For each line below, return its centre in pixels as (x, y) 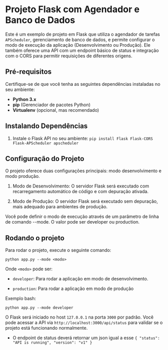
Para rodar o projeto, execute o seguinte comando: (58, 250)
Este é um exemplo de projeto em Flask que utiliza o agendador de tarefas (83, 34)
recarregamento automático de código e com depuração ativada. (80, 192)
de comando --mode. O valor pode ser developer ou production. (73, 222)
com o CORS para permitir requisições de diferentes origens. (69, 56)
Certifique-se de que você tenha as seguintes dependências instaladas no (83, 84)
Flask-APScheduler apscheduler (46, 143)
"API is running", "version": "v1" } (52, 343)
